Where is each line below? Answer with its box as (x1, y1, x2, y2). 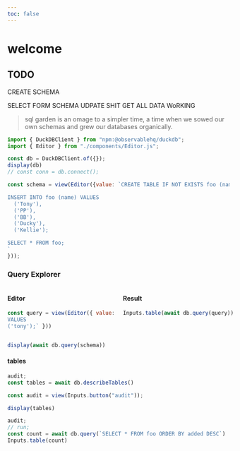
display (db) (7, 162, 42, 169)
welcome (7, 40, 62, 56)
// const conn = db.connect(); (7, 169, 100, 176)
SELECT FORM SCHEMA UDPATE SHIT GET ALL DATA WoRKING (7, 101, 196, 109)
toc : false (7, 10, 40, 18)
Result (123, 294, 143, 302)
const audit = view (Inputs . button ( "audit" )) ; (7, 392, 143, 399)
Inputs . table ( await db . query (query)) (123, 310, 234, 317)
